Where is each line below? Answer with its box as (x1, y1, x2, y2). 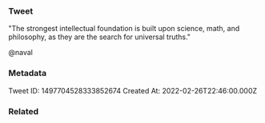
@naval (8, 48, 34, 58)
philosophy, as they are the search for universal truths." (8, 32, 191, 42)
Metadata (8, 68, 46, 79)
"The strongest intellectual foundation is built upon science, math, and (8, 24, 240, 34)
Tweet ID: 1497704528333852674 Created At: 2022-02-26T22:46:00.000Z (8, 85, 258, 95)
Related (8, 105, 39, 117)
